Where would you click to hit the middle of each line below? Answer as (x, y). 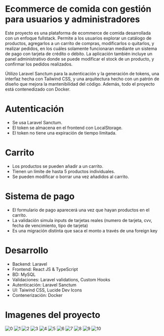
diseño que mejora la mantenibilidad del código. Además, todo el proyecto (80, 84)
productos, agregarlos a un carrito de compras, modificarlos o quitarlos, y (80, 43)
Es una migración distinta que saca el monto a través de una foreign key (85, 230)
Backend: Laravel (30, 264)
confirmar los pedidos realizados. (39, 64)
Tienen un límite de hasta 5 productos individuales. (63, 171)
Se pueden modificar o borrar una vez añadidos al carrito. (70, 177)
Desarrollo (27, 250)
